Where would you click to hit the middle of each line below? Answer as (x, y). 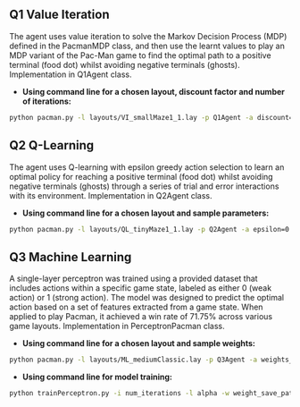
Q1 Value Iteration (59, 15)
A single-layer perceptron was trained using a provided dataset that (133, 279)
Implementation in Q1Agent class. (71, 74)
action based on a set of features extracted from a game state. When (136, 307)
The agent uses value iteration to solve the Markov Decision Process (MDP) (148, 36)
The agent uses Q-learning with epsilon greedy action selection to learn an (147, 167)
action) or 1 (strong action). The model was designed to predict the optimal (146, 298)
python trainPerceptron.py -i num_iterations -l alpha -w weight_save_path (153, 394)
